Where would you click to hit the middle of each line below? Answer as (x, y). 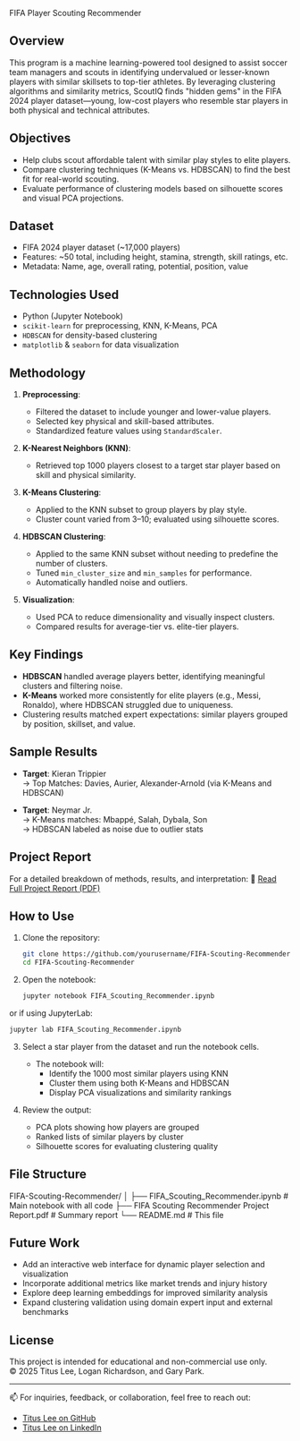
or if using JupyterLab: (51, 1013)
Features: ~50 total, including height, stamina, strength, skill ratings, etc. (155, 257)
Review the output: (57, 1110)
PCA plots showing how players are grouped (117, 1127)
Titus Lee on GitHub (59, 1419)
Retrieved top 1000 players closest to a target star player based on (158, 465)
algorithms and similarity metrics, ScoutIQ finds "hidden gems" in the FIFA (146, 91)
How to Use (42, 916)
